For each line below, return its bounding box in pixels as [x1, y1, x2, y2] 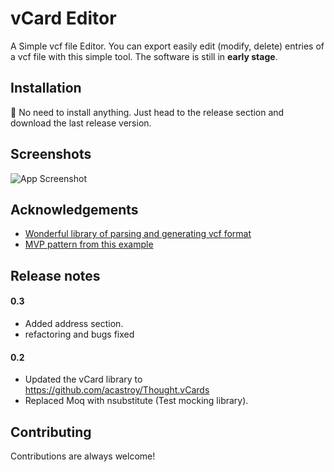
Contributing [10, 423, 92, 441]
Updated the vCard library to [24, 373, 143, 386]
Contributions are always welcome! [10, 450, 156, 462]
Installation [10, 80, 82, 97]
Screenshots [10, 146, 92, 163]
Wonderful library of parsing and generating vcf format [24, 228, 252, 240]
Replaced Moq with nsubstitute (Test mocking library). [24, 395, 249, 407]
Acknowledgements [10, 201, 139, 218]
